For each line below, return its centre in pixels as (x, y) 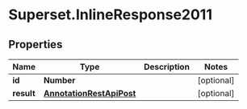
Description (167, 67)
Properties (36, 44)
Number (59, 80)
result (24, 93)
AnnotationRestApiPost (90, 93)
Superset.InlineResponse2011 (110, 15)
